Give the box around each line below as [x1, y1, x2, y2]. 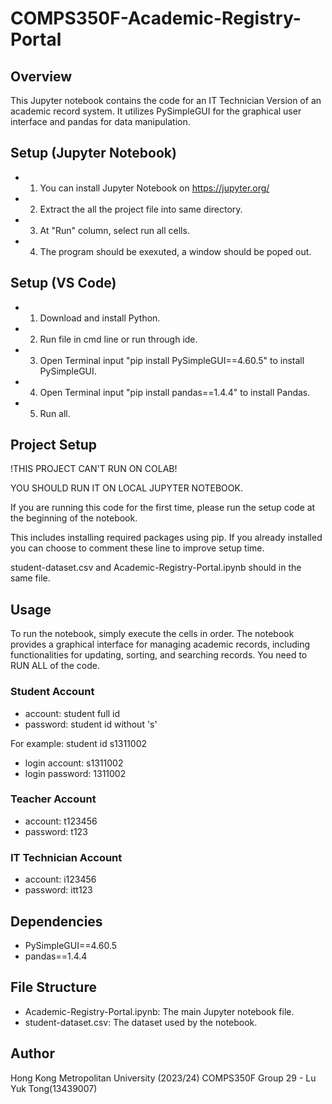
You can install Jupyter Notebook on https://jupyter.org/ [39, 182, 270, 194]
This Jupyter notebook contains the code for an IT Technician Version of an [10, 95, 322, 106]
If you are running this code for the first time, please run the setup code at [10, 502, 316, 514]
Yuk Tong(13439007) [10, 1082, 98, 1094]
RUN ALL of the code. [10, 660, 100, 672]
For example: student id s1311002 [10, 737, 148, 749]
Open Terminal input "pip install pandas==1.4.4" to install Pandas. [39, 386, 311, 398]
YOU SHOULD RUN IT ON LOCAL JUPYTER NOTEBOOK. [10, 482, 243, 494]
